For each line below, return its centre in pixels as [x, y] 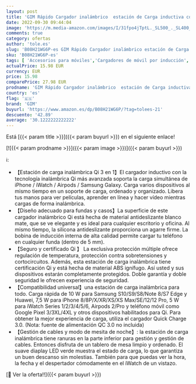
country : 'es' [23, 93]
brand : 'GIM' [22, 104]
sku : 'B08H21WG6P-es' [32, 55]
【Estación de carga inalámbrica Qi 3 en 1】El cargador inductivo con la [100, 172]
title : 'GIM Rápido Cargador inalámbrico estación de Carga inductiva [95, 17]
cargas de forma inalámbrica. [50, 204]
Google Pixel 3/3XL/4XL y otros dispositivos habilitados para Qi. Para [97, 313]
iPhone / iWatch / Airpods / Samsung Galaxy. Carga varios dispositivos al [102, 185]
